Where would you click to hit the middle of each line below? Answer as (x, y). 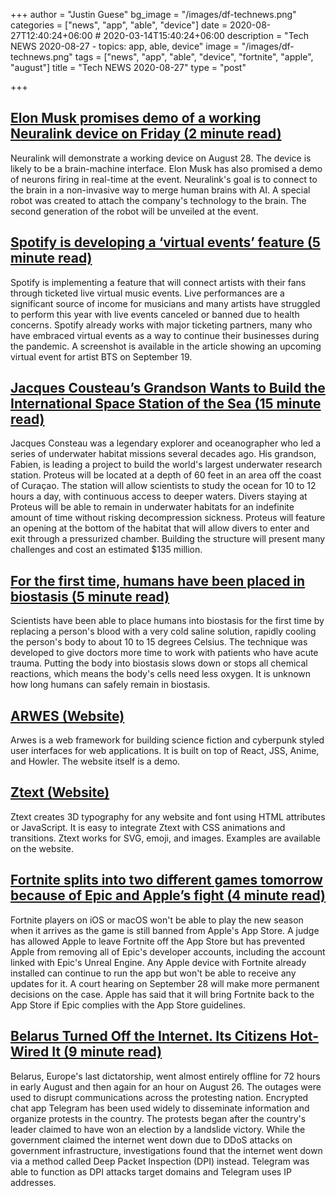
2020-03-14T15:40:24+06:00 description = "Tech (206, 35)
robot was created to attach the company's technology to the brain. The (158, 200)
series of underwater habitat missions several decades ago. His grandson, (163, 454)
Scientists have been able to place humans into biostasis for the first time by (167, 621)
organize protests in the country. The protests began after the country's (158, 1118)
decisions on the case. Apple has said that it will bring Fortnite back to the (162, 994)
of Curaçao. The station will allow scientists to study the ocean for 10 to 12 (163, 486)
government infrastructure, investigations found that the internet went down (166, 1150)
